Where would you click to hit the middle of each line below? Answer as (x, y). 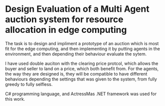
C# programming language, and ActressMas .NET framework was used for (81, 94)
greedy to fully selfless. (29, 84)
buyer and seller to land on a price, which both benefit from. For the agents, (82, 68)
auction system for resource (64, 19)
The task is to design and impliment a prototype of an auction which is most (82, 43)
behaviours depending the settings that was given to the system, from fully (81, 79)
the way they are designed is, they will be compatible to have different (76, 74)
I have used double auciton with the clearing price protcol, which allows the (82, 63)
